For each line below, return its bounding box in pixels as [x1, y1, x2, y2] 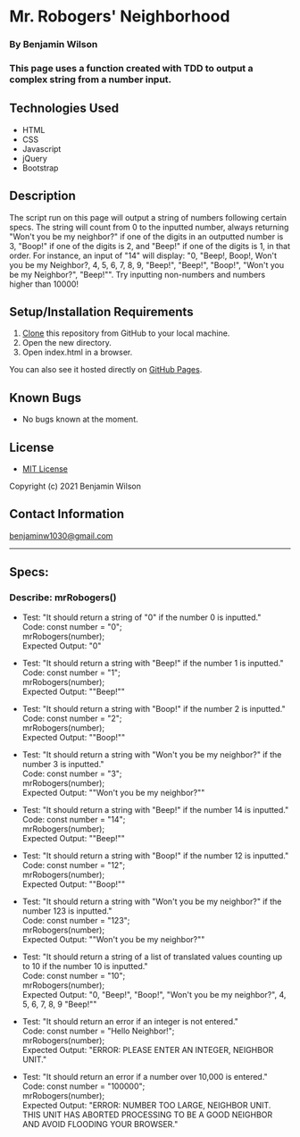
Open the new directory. [21, 338, 112, 348]
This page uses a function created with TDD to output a [9, 63, 254, 75]
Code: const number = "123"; [21, 915, 130, 925]
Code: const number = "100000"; [21, 1081, 146, 1091]
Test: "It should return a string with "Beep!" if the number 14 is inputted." [21, 804, 289, 815]
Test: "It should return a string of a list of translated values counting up [21, 951, 283, 962]
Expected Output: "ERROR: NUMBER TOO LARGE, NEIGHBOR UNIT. [21, 1099, 271, 1110]
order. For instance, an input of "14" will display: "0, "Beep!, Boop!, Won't [9, 250, 278, 261]
